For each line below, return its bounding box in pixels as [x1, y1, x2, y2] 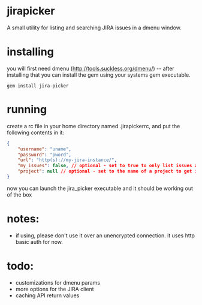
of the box [7, 191, 32, 198]
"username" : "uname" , [17, 146, 71, 152]
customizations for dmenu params [15, 279, 101, 286]
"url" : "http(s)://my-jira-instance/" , [17, 157, 117, 163]
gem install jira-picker [7, 83, 69, 89]
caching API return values [15, 292, 80, 299]
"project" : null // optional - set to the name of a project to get [17, 168, 192, 174]
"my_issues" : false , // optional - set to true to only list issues [17, 163, 192, 169]
